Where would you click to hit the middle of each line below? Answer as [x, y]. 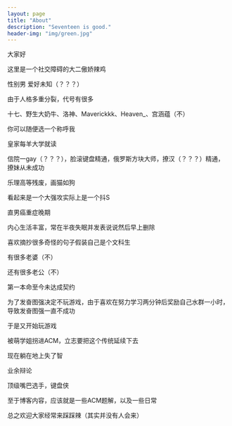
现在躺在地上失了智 [35, 356]
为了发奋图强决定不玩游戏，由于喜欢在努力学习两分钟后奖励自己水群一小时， [118, 302]
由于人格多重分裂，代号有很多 [50, 99]
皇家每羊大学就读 [32, 144]
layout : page [26, 14]
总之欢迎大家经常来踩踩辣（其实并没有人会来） [75, 415]
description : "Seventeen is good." [59, 27]
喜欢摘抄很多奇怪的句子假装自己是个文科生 [69, 243]
